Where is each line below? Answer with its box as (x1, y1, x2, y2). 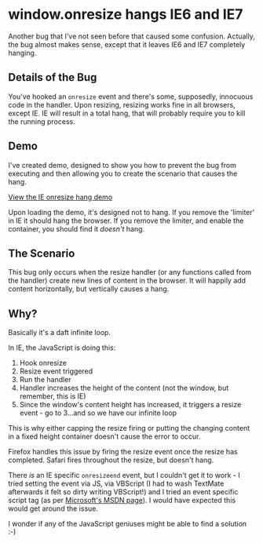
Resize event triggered (19, 366, 93, 376)
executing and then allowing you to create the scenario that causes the (8, 169, 238, 178)
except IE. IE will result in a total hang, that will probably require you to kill (8, 108, 246, 118)
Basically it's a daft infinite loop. (8, 328, 111, 337)
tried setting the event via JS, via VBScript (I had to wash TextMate (8, 479, 225, 488)
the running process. (8, 116, 76, 126)
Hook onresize (19, 359, 67, 368)
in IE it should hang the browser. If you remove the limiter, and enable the (8, 216, 244, 225)
